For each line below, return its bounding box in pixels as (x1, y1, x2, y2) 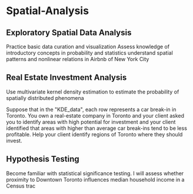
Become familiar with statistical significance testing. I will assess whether (6, 169, 184, 177)
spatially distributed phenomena (6, 94, 84, 101)
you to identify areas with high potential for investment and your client (6, 118, 176, 125)
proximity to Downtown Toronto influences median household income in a (6, 176, 185, 183)
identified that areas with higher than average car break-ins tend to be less (6, 125, 187, 132)
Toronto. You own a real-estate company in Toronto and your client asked (6, 112, 184, 119)
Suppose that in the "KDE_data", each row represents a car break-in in (6, 106, 177, 113)
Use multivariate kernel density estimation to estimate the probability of (6, 88, 179, 95)
